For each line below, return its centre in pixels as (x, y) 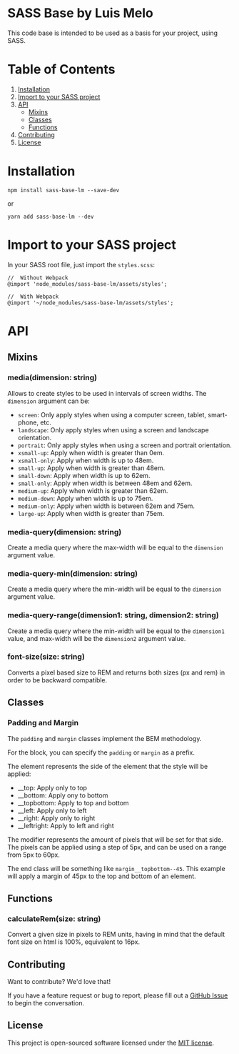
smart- (218, 414)
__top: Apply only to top (52, 787)
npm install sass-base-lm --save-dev (63, 190)
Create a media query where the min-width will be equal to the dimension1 (116, 631)
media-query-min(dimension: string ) (72, 573)
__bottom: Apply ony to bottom (63, 795)
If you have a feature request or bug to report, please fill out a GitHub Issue (118, 995)
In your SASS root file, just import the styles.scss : (81, 264)
